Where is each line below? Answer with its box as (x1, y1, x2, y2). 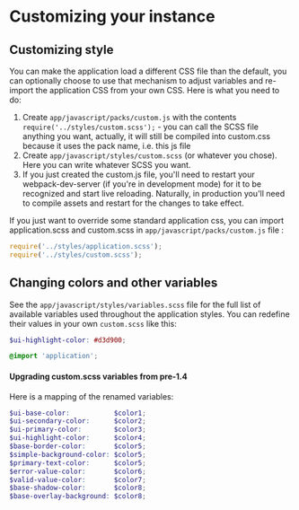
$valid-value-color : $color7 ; (9, 475, 146, 484)
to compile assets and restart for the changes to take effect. (22, 198, 244, 208)
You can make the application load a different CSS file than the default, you (9, 66, 287, 76)
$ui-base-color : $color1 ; (9, 409, 146, 418)
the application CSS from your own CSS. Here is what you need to (35, 85, 280, 95)
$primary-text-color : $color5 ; (9, 458, 146, 468)
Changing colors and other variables (9, 276, 218, 291)
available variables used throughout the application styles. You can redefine (9, 308, 290, 320)
